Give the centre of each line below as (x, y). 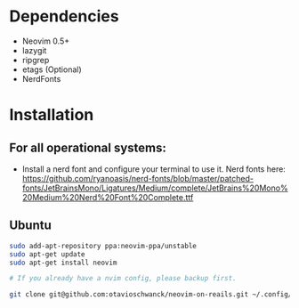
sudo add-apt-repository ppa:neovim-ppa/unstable (103, 246)
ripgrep (36, 60)
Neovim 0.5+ (45, 41)
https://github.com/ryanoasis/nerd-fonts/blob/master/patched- (137, 178)
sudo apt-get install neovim (63, 263)
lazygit (34, 50)
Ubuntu (30, 226)
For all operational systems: (88, 147)
